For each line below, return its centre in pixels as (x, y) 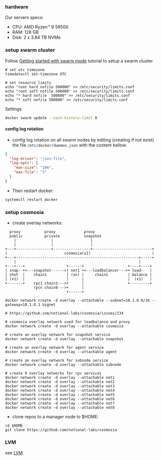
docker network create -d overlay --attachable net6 (60, 399)
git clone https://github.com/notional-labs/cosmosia (61, 430)
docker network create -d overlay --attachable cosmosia (64, 326)
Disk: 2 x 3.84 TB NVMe (36, 37)
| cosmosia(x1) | (80, 253)
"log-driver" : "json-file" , (38, 158)
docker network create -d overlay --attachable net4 (60, 390)
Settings (13, 109)
